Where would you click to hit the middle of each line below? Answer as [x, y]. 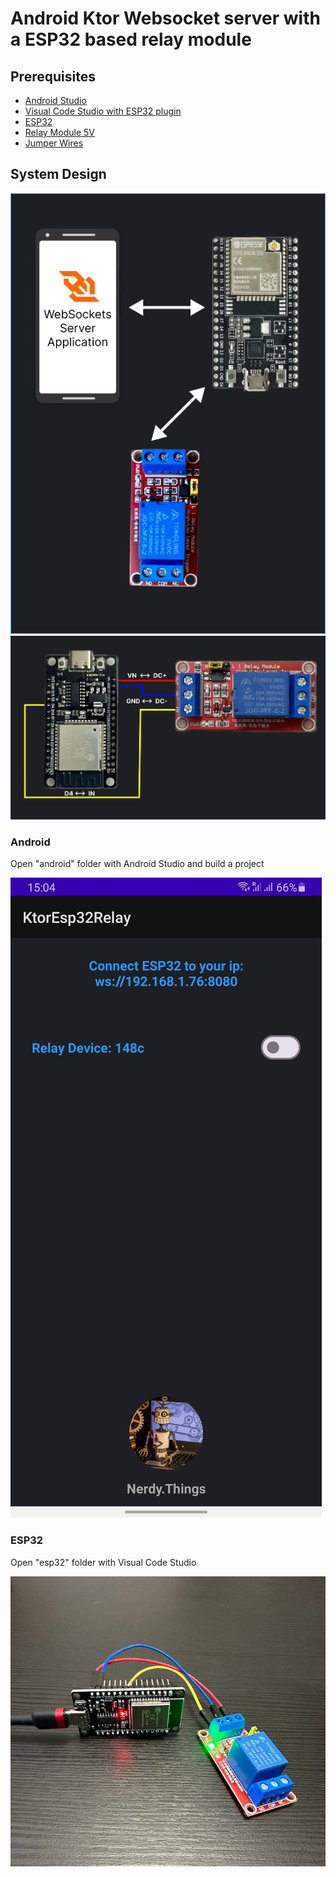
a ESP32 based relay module [131, 39]
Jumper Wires [54, 143]
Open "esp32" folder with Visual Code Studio [103, 1562]
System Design [58, 174]
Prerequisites [53, 76]
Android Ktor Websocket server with [165, 18]
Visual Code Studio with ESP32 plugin [103, 111]
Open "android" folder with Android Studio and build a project [137, 864]
